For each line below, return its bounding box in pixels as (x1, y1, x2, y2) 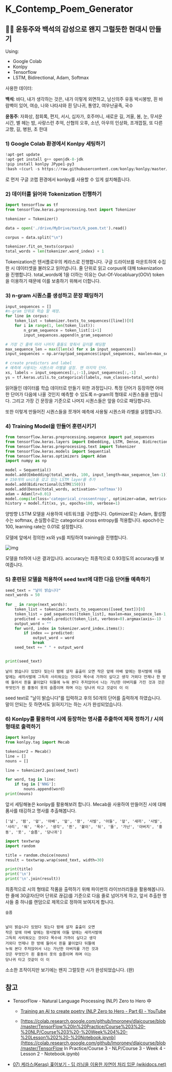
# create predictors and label (5, 361, 72, 366)
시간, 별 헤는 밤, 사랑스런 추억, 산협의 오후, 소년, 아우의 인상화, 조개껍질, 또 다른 (5, 120, 163, 126)
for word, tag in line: (5, 777, 56, 782)
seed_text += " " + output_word (14, 645, 83, 650)
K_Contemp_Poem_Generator (5, 3, 133, 15)
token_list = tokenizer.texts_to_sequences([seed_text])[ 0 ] (14, 607, 145, 612)
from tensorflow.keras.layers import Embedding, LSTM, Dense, (5, 439, 141, 444)
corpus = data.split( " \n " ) (5, 235, 63, 240)
